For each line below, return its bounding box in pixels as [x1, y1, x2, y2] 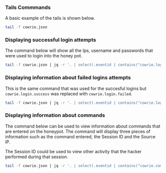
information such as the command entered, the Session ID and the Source [5, 133, 156, 139]
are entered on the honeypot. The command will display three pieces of [5, 128, 151, 134]
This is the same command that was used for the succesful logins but [5, 86, 147, 91]
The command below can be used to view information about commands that [5, 123, 161, 129]
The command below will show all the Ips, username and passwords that [5, 47, 153, 53]
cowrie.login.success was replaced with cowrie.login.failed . [5, 90, 132, 96]
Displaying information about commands [5, 112, 105, 119]
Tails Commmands [5, 4, 51, 11]
